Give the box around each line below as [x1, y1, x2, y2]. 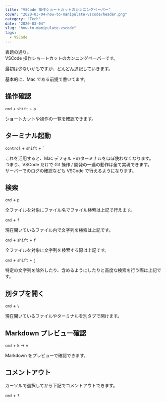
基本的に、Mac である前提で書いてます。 [5, 76, 88, 82]
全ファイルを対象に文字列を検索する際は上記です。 [5, 247, 109, 253]
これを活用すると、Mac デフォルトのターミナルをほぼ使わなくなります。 [5, 155, 154, 161]
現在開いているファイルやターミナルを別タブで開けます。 [5, 313, 122, 319]
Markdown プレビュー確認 [5, 329, 87, 337]
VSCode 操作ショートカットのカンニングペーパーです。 [5, 55, 118, 61]
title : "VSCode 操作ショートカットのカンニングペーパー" [5, 7, 111, 12]
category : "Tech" [5, 16, 41, 21]
